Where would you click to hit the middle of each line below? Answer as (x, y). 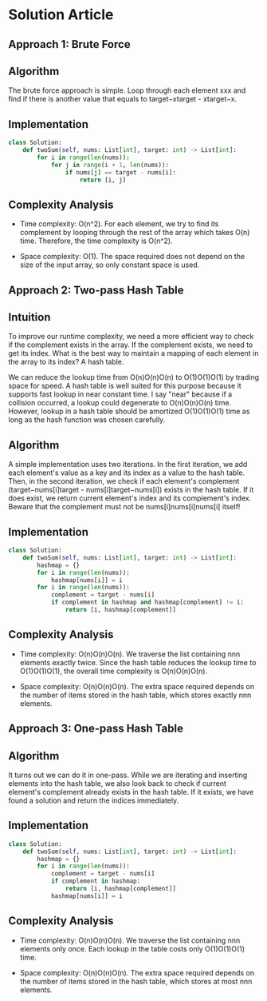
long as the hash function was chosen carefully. (87, 420)
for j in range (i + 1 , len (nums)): (110, 165)
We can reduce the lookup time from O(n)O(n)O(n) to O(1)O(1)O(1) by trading (133, 377)
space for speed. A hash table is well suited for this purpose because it (125, 386)
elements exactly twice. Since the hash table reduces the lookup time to (138, 662)
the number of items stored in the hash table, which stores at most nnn (136, 981)
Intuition (29, 317)
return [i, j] (103, 180)
